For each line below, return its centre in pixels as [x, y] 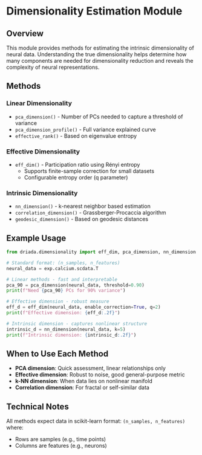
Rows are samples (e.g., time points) [60, 439]
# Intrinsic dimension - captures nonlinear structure [77, 324]
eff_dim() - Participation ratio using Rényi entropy [77, 164]
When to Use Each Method [57, 354]
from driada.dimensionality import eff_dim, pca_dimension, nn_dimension [101, 252]
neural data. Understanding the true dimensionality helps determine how [96, 54]
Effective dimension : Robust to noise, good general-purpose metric [100, 375]
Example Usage [36, 238]
